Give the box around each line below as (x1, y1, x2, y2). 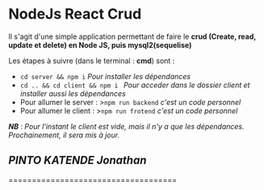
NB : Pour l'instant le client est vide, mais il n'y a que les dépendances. (8, 121, 245, 131)
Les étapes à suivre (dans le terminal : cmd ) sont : (8, 56, 175, 65)
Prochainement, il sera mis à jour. (8, 130, 119, 140)
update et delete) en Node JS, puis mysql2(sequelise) (8, 40, 192, 49)
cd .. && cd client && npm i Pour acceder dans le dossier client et (19, 80, 250, 90)
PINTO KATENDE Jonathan (8, 154, 147, 167)
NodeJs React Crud (8, 5, 142, 23)
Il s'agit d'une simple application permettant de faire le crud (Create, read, (8, 32, 257, 41)
